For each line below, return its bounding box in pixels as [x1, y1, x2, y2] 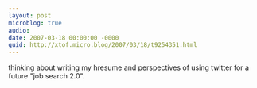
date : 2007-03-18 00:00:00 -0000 [8, 33, 119, 42]
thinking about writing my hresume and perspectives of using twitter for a [8, 63, 249, 72]
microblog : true [8, 19, 62, 27]
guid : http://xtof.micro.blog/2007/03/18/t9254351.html [8, 41, 197, 49]
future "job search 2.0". [8, 71, 85, 81]
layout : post [8, 11, 52, 20]
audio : [8, 26, 30, 34]
